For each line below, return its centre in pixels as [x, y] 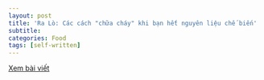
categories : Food [37, 38]
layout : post [30, 16]
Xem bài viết [29, 68]
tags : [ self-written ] [45, 46]
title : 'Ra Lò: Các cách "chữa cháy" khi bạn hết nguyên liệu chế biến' [133, 23]
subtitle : [25, 30]
